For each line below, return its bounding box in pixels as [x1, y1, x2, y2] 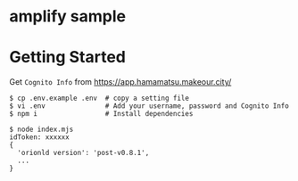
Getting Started [9, 47, 127, 68]
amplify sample [9, 6, 127, 27]
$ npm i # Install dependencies [9, 110, 194, 119]
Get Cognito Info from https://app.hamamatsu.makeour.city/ [9, 77, 232, 87]
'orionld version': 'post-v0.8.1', [17, 149, 150, 158]
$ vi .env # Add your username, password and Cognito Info [9, 102, 290, 111]
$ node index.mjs [9, 125, 74, 135]
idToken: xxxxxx [9, 133, 70, 142]
